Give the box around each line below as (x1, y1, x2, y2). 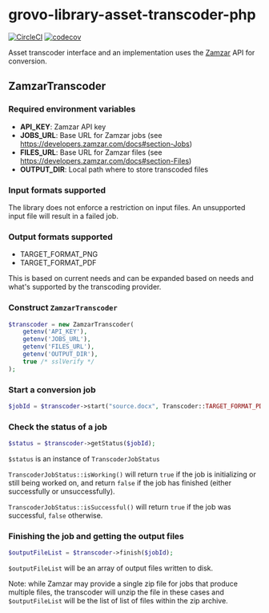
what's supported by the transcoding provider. (8, 282, 162, 292)
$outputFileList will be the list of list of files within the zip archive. (8, 596, 228, 606)
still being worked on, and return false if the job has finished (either (8, 477, 232, 487)
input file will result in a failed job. (8, 211, 118, 221)
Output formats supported (8, 231, 114, 242)
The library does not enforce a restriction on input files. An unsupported (8, 202, 246, 212)
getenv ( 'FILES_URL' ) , (22, 343, 94, 351)
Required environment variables (8, 104, 136, 115)
